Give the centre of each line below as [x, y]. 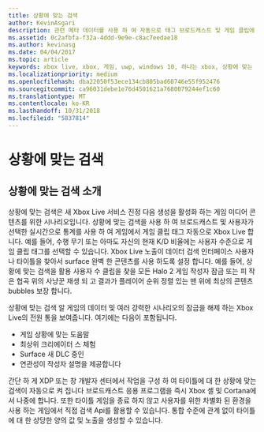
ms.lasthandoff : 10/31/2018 [54, 111]
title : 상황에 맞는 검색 [43, 15]
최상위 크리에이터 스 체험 [58, 344]
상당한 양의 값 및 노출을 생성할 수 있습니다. [98, 420]
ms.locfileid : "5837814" [49, 118]
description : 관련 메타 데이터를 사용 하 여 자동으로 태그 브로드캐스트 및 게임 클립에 [132, 30]
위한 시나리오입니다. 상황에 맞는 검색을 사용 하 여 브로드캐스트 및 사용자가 [141, 221]
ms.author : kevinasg [42, 45]
